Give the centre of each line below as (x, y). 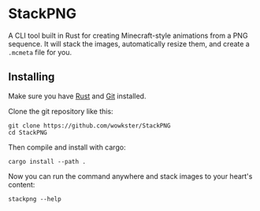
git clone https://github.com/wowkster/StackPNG (89, 126)
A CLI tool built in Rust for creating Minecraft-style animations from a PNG (128, 35)
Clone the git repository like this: (61, 111)
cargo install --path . (47, 161)
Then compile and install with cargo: (67, 147)
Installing (32, 77)
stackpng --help (35, 199)
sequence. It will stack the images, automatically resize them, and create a (129, 43)
